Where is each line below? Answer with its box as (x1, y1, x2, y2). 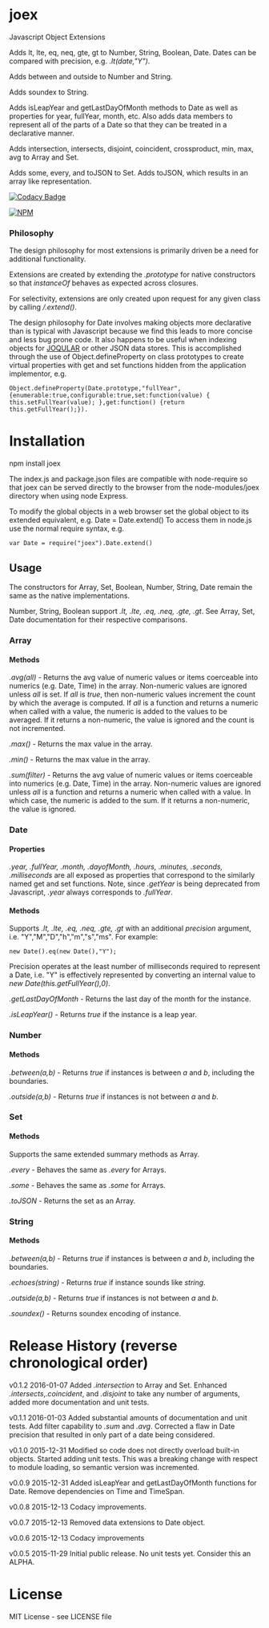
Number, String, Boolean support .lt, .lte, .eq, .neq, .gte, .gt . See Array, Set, (9, 606, 255, 616)
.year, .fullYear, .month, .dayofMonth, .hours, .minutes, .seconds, (9, 862, 223, 871)
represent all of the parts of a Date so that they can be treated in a (9, 119, 227, 129)
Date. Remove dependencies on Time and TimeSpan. (9, 1486, 185, 1496)
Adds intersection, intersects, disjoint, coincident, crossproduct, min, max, (9, 143, 255, 153)
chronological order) (9, 1354, 149, 1371)
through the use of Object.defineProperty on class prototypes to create (9, 352, 244, 362)
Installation (9, 432, 86, 450)
